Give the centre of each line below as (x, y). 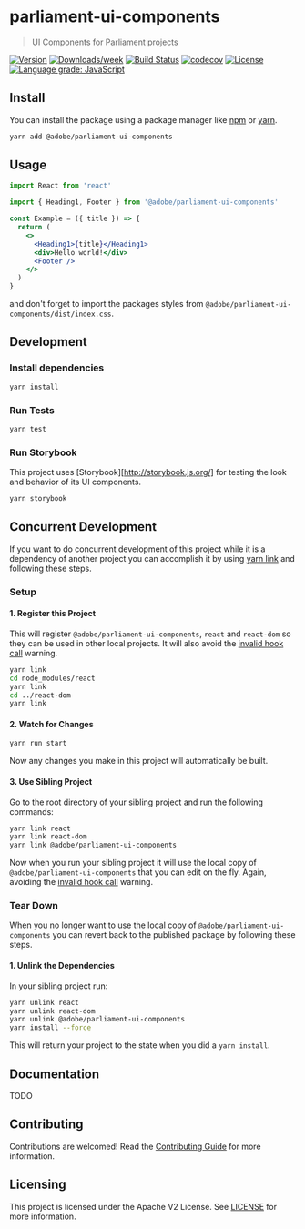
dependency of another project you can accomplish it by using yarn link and (152, 558)
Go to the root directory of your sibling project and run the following (137, 802)
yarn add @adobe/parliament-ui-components (91, 137)
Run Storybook (43, 452)
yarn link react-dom (49, 837)
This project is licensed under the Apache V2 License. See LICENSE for (143, 1206)
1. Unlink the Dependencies (62, 966)
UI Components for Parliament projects (105, 42)
